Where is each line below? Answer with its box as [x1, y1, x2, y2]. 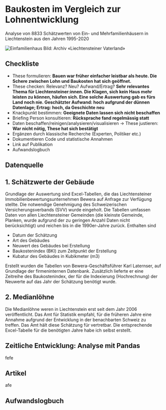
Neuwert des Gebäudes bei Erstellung [12, 242, 90, 248]
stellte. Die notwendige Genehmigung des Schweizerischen [5, 201, 127, 207]
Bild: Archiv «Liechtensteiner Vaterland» [43, 45, 125, 51]
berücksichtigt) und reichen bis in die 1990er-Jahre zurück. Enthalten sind [5, 222, 156, 229]
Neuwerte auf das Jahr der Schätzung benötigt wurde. [5, 279, 117, 285]
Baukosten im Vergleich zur [5, 3, 121, 15]
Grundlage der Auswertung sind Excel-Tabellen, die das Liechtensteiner [5, 191, 152, 197]
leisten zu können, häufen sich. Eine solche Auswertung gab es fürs [12, 94, 156, 100]
